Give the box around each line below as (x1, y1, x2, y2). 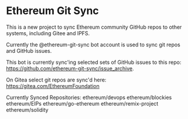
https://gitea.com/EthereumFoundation (6, 82, 100, 89)
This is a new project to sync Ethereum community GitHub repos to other (6, 23, 182, 30)
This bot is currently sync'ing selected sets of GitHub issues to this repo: (6, 59, 182, 66)
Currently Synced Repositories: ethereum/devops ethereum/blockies (6, 94, 172, 101)
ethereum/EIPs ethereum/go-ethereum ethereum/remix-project (6, 100, 159, 107)
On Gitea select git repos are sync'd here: (6, 76, 107, 83)
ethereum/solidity (6, 106, 49, 113)
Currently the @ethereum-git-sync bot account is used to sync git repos (6, 41, 180, 48)
